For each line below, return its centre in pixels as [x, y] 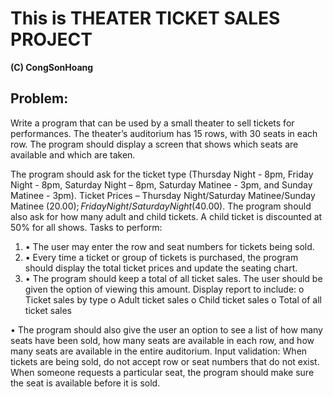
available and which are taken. [73, 154]
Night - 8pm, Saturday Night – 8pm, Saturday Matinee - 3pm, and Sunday [161, 184]
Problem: [39, 98]
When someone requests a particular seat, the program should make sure [162, 372]
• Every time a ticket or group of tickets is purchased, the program [161, 257]
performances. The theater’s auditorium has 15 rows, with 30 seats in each [164, 133]
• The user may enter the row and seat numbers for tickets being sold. [169, 246]
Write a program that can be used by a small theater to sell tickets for [152, 123]
